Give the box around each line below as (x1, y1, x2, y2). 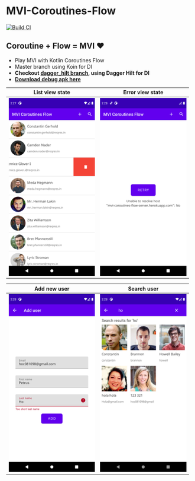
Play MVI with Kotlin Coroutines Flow (14, 56, 105, 63)
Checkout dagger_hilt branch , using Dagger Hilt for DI (14, 69, 149, 77)
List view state (33, 89, 71, 96)
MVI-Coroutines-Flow (6, 4, 116, 18)
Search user (128, 285, 159, 292)
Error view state (123, 89, 164, 96)
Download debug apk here (14, 75, 81, 82)
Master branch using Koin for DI (14, 63, 93, 70)
